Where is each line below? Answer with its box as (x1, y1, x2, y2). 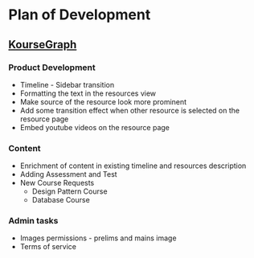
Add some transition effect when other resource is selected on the (19, 105, 240, 115)
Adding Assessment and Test (19, 170, 118, 179)
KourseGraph (8, 38, 77, 51)
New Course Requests (19, 178, 95, 188)
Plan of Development (8, 6, 151, 24)
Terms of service (19, 242, 76, 252)
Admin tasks (8, 215, 59, 227)
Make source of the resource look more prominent (19, 96, 187, 106)
